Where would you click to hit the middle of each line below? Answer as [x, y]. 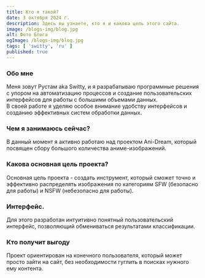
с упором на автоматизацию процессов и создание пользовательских [99, 93]
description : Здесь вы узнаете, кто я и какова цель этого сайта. [93, 23]
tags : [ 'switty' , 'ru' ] [39, 47]
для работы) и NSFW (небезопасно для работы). [70, 190]
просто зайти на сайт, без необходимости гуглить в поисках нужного [98, 262]
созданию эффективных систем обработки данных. [74, 113]
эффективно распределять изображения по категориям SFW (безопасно [102, 184]
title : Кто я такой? [33, 12]
